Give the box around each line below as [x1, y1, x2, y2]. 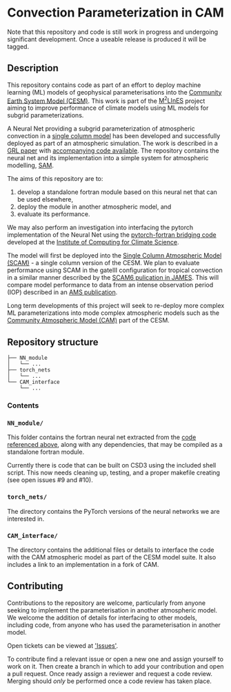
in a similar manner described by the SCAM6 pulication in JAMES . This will [7, 273, 219, 282]
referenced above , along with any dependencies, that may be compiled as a [7, 441, 223, 449]
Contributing [7, 580, 63, 592]
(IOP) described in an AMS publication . [7, 288, 118, 296]
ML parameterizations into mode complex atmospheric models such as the [7, 309, 219, 317]
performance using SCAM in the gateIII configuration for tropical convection [7, 266, 223, 274]
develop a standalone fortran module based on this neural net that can [17, 188, 217, 196]
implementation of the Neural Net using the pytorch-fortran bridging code [7, 231, 217, 239]
